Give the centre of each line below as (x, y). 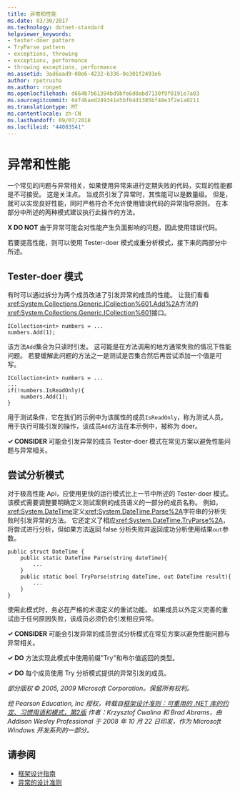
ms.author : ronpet (35, 87)
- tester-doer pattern (41, 41)
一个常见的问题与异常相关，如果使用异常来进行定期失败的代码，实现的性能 (117, 186)
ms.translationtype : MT (43, 107)
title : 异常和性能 (32, 14)
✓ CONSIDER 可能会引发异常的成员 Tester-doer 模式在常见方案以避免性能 (116, 442)
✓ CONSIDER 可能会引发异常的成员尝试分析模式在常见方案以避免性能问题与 (119, 634)
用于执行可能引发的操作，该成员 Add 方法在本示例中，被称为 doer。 (104, 427)
